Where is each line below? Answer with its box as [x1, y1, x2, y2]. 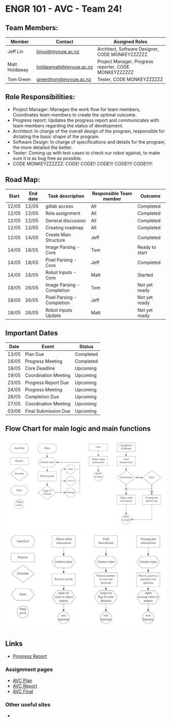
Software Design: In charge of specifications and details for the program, [12, 139, 166, 145]
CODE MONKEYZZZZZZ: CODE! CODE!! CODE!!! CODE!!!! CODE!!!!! [12, 161, 153, 167]
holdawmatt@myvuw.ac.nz [36, 64, 93, 70]
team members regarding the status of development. [12, 122, 124, 128]
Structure [45, 237, 65, 243]
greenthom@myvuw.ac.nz [36, 76, 92, 82]
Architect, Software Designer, [97, 46, 159, 52]
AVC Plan [12, 678, 33, 684]
